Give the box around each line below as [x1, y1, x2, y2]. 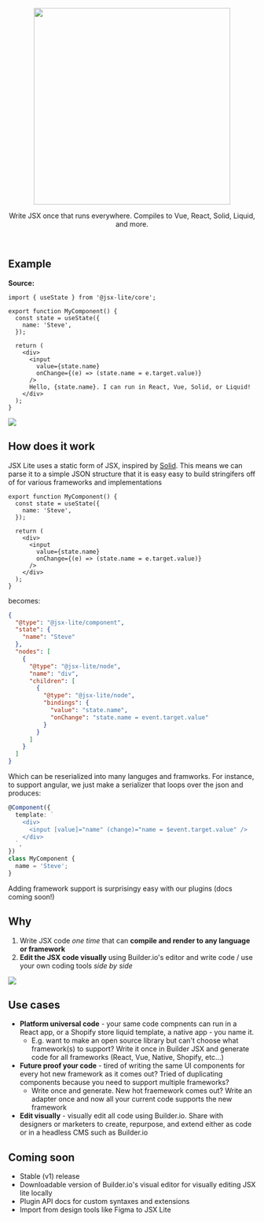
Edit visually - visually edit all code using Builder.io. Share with [19, 1111, 224, 1120]
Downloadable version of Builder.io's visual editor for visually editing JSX [19, 1180, 256, 1190]
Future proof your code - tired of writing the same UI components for [19, 1061, 245, 1070]
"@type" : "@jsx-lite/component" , [15, 618, 125, 626]
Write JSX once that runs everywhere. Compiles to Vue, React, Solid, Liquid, [9, 211, 255, 220]
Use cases [8, 998, 60, 1011]
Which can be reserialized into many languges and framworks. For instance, [8, 772, 255, 781]
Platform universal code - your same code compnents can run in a [19, 1019, 237, 1028]
